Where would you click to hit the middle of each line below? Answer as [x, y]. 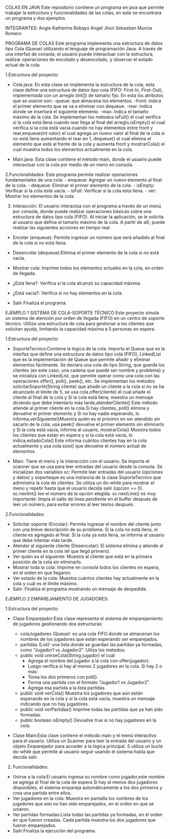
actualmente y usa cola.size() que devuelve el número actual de [79, 446]
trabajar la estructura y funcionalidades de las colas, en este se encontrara [83, 13]
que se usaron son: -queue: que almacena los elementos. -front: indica [87, 101]
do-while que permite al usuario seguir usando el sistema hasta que [83, 752]
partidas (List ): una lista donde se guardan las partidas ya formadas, [92, 645]
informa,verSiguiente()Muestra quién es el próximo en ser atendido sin [87, 419]
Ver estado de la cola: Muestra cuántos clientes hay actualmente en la [86, 578]
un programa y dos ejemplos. [36, 18]
